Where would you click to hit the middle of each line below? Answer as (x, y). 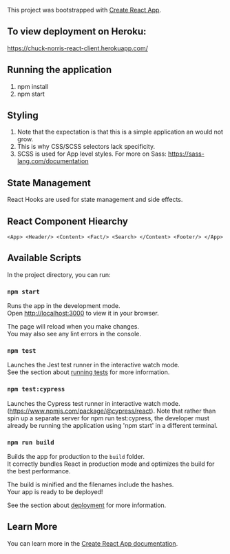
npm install (33, 86)
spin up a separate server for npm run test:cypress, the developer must (108, 418)
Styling (23, 115)
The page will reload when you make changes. (73, 327)
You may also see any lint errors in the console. (74, 334)
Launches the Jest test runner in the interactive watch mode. (94, 365)
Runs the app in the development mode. (64, 306)
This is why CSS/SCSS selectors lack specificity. (86, 147)
